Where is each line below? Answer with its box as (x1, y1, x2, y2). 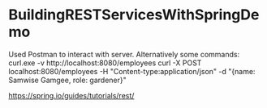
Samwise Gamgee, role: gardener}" (8, 75, 127, 85)
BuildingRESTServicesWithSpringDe (8, 6, 260, 24)
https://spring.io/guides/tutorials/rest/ (8, 90, 135, 100)
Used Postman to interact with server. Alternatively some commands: (8, 49, 240, 59)
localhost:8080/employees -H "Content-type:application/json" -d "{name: (8, 66, 256, 76)
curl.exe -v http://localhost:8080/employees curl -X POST (8, 58, 202, 68)
